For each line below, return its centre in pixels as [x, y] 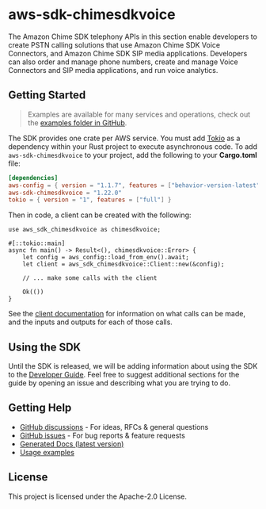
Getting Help [40, 408]
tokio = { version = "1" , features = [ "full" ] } [90, 200]
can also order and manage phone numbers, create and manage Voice [123, 62]
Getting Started [47, 96]
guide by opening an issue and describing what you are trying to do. [120, 383]
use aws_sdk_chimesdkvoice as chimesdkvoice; [84, 230]
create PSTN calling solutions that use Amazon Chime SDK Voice [114, 44]
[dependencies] [33, 178]
